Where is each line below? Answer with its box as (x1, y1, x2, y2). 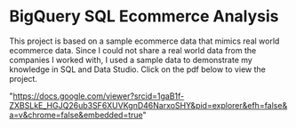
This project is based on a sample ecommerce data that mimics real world (9, 36, 280, 46)
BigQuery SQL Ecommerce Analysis (9, 6, 279, 27)
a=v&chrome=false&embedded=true (9, 109, 144, 120)
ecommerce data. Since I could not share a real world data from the (9, 44, 257, 55)
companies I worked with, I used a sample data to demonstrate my (9, 54, 253, 65)
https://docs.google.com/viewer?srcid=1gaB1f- (12, 91, 185, 101)
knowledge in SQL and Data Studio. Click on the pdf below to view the (9, 64, 267, 75)
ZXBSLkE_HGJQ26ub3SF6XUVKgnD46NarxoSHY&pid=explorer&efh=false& (9, 100, 288, 110)
